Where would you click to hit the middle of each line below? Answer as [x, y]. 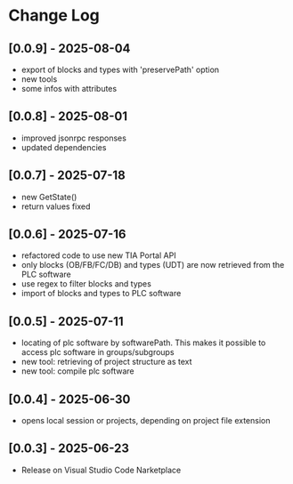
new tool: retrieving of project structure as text [106, 362]
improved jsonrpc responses [73, 138]
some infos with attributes [69, 89]
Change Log [54, 16]
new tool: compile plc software [77, 371]
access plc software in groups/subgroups [98, 352]
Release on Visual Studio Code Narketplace [101, 470]
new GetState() [49, 197]
